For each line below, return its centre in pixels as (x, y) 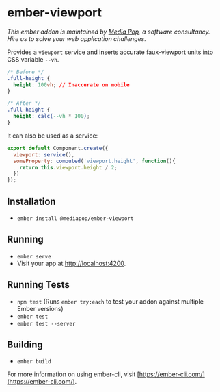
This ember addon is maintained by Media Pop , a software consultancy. (109, 32)
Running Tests (38, 285)
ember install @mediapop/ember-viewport (75, 219)
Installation (31, 201)
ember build (34, 362)
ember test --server (46, 323)
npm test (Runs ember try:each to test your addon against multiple (110, 301)
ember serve (34, 256)
